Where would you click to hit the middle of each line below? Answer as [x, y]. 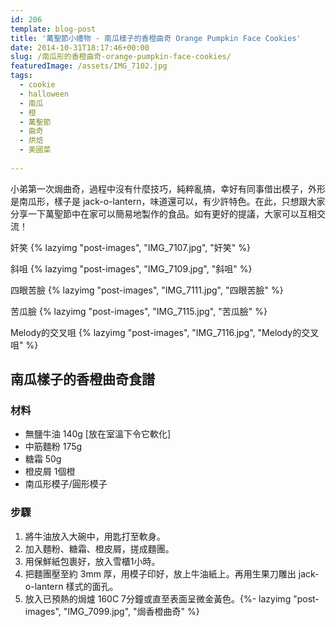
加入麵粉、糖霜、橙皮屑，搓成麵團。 [99, 548]
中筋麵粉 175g [53, 447]
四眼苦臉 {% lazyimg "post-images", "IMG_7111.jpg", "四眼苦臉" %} [147, 290]
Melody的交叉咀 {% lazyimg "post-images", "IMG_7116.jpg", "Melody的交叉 [165, 332]
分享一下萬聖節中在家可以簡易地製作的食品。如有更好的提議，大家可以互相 [163, 213]
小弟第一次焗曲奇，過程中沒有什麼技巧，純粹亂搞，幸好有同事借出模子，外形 [168, 188]
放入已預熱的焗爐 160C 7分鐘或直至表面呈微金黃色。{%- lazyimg [158, 598]
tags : [21, 76]
